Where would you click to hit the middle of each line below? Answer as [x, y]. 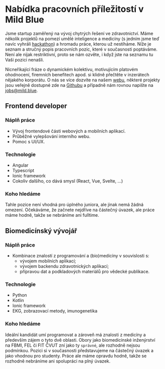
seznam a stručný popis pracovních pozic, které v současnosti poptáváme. [81, 49]
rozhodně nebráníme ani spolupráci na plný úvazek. [58, 361]
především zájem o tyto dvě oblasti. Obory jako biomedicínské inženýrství [80, 340]
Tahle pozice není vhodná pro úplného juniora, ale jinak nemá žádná [74, 205]
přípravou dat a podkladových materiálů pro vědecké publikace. [84, 271]
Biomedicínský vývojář [41, 231]
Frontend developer [36, 106]
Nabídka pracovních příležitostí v [75, 9]
